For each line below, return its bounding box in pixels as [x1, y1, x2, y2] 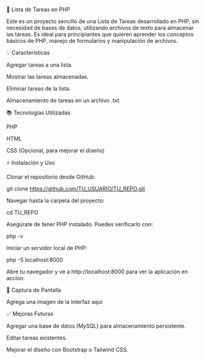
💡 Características [6, 49, 50, 56]
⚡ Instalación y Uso [6, 159, 55, 166]
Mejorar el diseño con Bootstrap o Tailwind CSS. [6, 346, 129, 353]
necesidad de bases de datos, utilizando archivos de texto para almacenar [6, 24, 194, 31]
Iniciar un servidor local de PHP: [6, 245, 88, 251]
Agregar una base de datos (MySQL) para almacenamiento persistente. [6, 322, 186, 330]
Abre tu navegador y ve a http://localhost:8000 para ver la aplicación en [6, 268, 188, 275]
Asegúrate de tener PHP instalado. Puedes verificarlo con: [6, 221, 154, 228]
